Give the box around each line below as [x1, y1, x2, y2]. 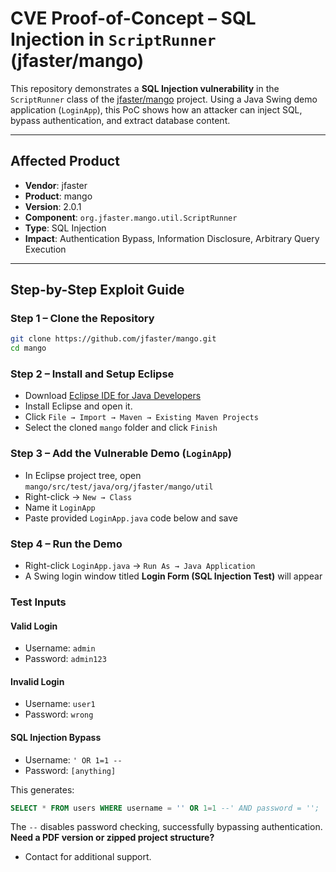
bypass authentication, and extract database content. [10, 114, 231, 126]
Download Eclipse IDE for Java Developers [24, 390, 202, 402]
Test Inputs [10, 595, 67, 609]
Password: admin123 [24, 653, 107, 665]
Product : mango [24, 190, 93, 202]
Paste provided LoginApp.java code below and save [24, 512, 238, 524]
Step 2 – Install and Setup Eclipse [10, 367, 175, 381]
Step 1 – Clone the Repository [10, 312, 155, 326]
